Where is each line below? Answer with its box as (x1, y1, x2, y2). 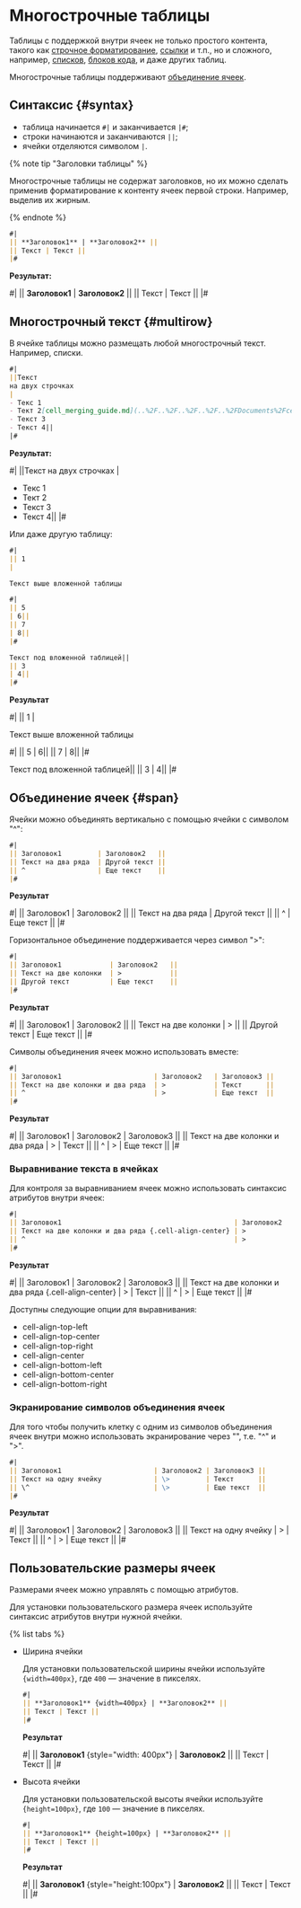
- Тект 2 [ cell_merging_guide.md (9, 406, 130, 416)
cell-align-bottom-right (21, 1378, 107, 1389)
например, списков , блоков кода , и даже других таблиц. (9, 54, 227, 65)
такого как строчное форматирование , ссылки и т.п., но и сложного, (9, 44, 272, 55)
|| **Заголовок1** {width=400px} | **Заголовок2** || (21, 1699, 228, 1708)
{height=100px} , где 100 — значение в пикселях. (21, 1803, 205, 1814)
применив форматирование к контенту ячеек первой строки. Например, (9, 185, 289, 196)
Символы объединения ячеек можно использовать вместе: (9, 1046, 239, 1056)
